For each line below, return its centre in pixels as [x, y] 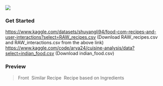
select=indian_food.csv [30, 53]
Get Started [20, 20]
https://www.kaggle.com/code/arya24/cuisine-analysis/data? [70, 48]
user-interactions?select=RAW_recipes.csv [51, 37]
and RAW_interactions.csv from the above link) [54, 43]
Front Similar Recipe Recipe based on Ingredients [71, 78]
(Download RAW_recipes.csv [127, 37]
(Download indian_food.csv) [85, 53]
